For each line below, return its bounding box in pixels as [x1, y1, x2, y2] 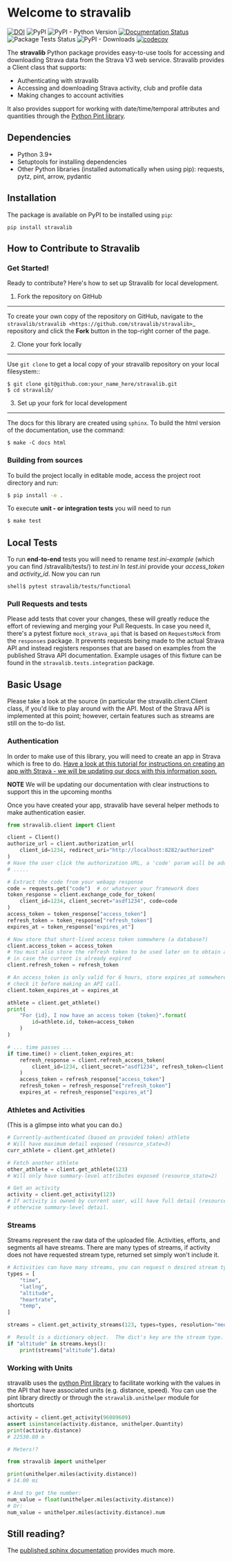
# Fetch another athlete [7, 1159, 79, 1166]
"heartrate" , [19, 1296, 57, 1303]
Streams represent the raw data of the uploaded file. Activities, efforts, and [7, 1236, 220, 1244]
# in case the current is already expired [7, 955, 131, 962]
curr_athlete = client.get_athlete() [7, 1147, 116, 1154]
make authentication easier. [7, 808, 86, 816]
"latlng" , [19, 1283, 48, 1290]
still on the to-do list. [7, 719, 66, 728]
